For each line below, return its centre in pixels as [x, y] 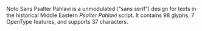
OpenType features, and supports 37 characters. [67, 22]
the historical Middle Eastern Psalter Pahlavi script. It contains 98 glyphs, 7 [100, 15]
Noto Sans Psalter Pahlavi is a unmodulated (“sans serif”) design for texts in [101, 9]
